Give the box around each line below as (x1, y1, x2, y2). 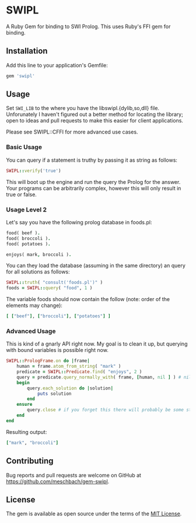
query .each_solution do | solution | (27, 385, 114, 391)
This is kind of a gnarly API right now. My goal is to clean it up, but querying (6, 340, 188, 347)
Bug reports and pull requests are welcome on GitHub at (6, 471, 142, 478)
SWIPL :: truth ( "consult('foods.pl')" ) (6, 279, 103, 286)
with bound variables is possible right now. (6, 347, 109, 354)
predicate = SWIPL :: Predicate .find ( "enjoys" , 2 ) (16, 369, 142, 375)
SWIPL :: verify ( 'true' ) (6, 168, 61, 173)
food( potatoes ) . (6, 241, 51, 247)
